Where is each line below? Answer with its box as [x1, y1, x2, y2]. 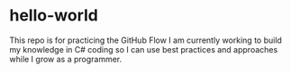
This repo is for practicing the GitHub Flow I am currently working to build [9, 35, 282, 45]
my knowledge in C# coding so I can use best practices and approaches [9, 44, 278, 54]
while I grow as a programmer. [9, 53, 123, 64]
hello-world [9, 5, 99, 26]
